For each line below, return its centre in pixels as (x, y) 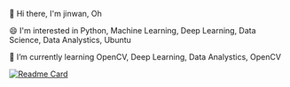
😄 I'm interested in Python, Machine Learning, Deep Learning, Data (133, 30)
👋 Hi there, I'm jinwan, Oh (55, 14)
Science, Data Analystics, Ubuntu (70, 40)
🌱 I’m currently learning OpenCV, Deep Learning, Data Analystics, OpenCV (145, 57)
